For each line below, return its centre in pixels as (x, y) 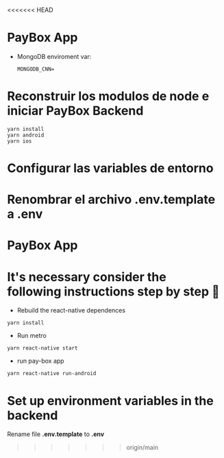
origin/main (142, 448)
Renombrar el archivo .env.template (111, 200)
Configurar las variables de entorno (110, 168)
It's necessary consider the (87, 277)
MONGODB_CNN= (36, 69)
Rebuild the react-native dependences (71, 311)
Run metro (32, 336)
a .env (25, 214)
